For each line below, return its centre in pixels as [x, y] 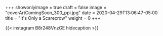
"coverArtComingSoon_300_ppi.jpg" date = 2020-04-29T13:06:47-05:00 [81, 13]
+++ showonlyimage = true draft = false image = [56, 7]
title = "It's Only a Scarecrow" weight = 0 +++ [53, 18]
